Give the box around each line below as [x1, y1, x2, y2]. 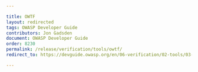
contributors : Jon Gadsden [6, 30, 72, 36]
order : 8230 [6, 41, 35, 47]
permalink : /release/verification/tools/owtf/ [6, 46, 123, 53]
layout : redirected [6, 19, 54, 25]
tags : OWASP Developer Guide [6, 25, 78, 30]
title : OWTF [6, 13, 35, 19]
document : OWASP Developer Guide [6, 36, 88, 42]
